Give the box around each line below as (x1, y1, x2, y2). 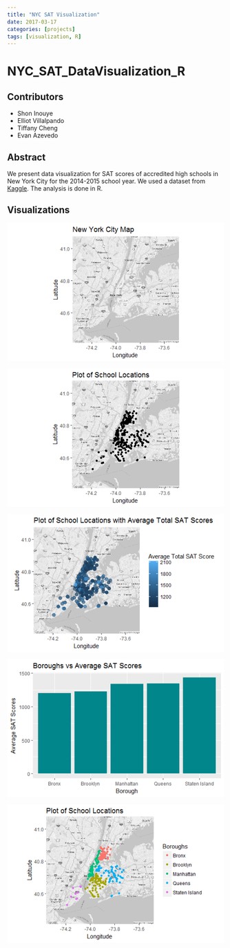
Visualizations (7, 204, 70, 216)
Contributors (7, 90, 64, 103)
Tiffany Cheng (17, 124, 59, 133)
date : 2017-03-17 (7, 18, 57, 26)
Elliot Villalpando (17, 117, 65, 125)
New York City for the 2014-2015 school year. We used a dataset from (7, 177, 205, 186)
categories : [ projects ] (7, 26, 76, 32)
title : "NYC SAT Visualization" (7, 11, 100, 18)
